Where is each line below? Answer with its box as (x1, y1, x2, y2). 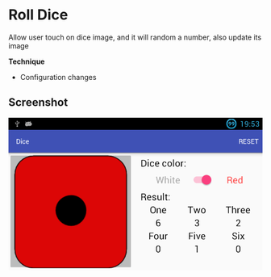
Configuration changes (19, 72, 97, 82)
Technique (8, 57, 45, 66)
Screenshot (8, 95, 69, 110)
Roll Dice (8, 6, 69, 24)
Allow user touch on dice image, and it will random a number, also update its (8, 32, 262, 42)
